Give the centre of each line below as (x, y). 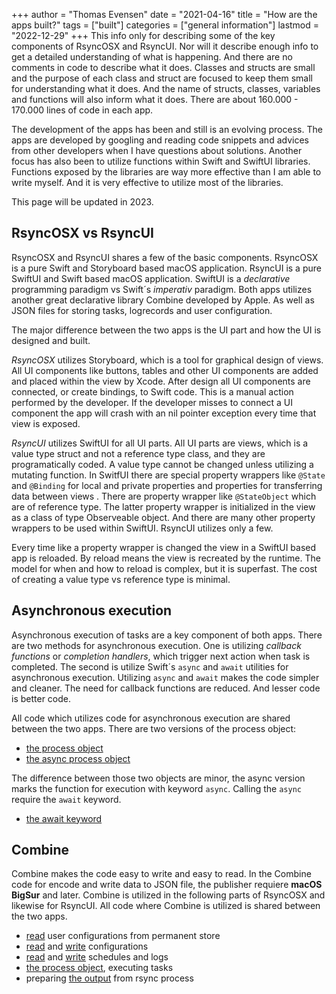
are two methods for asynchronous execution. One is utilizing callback (156, 645)
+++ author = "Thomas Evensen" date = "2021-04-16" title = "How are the (164, 14)
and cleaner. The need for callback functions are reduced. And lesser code (166, 688)
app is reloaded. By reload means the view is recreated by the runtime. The (166, 558)
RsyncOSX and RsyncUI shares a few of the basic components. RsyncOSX (165, 257)
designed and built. (51, 340)
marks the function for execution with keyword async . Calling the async (156, 788)
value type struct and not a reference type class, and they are (138, 453)
